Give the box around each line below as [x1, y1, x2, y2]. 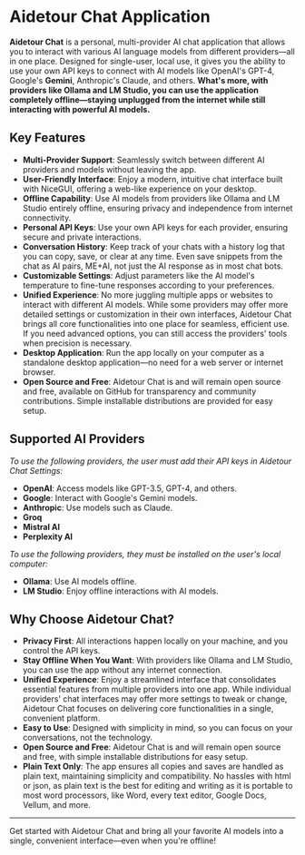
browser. [22, 366, 56, 378]
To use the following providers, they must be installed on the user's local [9, 548, 281, 559]
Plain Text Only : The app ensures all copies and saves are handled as [22, 761, 284, 772]
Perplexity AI [22, 531, 74, 542]
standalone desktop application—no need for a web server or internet [22, 357, 284, 368]
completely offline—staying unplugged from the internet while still [9, 93, 266, 105]
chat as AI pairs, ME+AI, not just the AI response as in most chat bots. [22, 260, 284, 271]
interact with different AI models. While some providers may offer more [22, 299, 289, 310]
